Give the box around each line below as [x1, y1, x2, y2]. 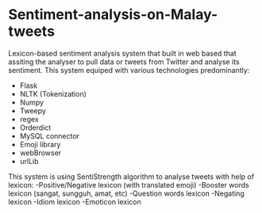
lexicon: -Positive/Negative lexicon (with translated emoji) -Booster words [8, 180, 250, 189]
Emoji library [19, 139, 61, 149]
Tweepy [19, 105, 46, 116]
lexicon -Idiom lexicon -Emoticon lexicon [8, 196, 141, 207]
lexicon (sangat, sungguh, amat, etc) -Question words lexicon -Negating [8, 188, 245, 198]
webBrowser [19, 148, 62, 158]
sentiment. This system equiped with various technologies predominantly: [8, 65, 250, 74]
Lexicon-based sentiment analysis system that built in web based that [8, 48, 237, 58]
